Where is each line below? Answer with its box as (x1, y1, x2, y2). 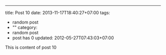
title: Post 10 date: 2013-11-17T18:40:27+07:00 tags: (5, 10, 110, 15)
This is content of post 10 (5, 45, 57, 50)
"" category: (12, 25, 38, 30)
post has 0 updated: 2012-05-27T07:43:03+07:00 (12, 35, 114, 41)
